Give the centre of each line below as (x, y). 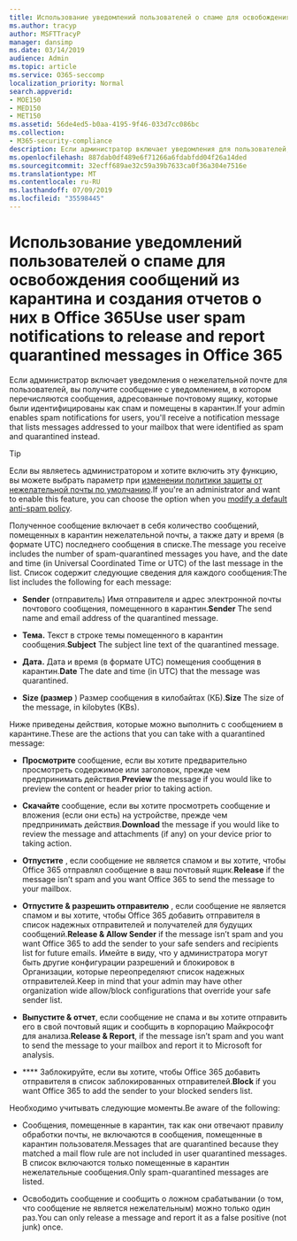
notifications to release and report (137, 337)
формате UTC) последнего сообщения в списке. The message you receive (148, 544)
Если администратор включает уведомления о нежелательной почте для (148, 380)
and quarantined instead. (54, 436)
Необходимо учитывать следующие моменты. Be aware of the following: (145, 1107)
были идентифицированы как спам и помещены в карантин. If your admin (147, 407)
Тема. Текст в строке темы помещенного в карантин (122, 635)
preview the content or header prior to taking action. (117, 788)
